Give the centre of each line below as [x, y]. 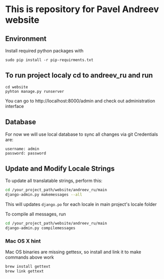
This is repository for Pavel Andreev [82, 9]
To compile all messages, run [36, 214]
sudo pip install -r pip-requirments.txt [49, 60]
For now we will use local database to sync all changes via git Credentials [81, 134]
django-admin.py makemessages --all [44, 195]
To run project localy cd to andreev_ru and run [79, 75]
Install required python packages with [44, 51]
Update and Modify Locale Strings [60, 169]
